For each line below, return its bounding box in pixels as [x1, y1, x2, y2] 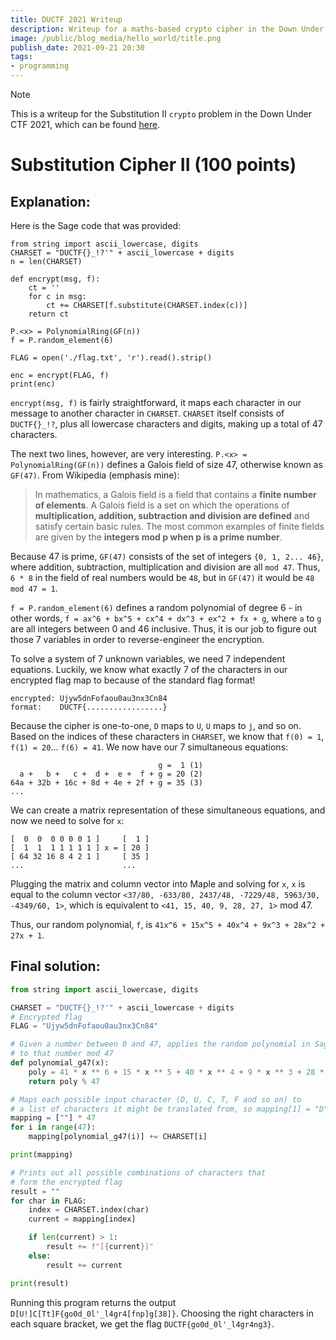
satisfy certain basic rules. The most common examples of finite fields [34, 521, 325, 532]
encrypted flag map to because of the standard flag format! [10, 674, 256, 686]
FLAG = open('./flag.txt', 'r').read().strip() [10, 353, 213, 363]
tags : [10, 52, 33, 62]
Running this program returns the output [10, 1296, 177, 1308]
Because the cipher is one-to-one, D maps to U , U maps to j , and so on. [10, 720, 302, 731]
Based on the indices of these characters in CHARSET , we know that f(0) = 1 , [10, 731, 325, 742]
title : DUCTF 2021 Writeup [10, 14, 123, 25]
